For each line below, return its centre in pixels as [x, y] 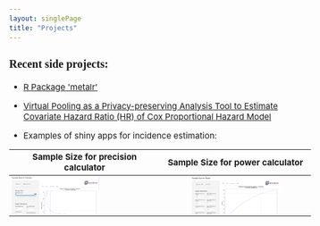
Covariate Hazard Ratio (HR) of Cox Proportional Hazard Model [147, 117]
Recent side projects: [59, 64]
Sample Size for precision [84, 157]
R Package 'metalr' [60, 87]
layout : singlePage [45, 18]
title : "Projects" [43, 28]
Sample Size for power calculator [236, 162]
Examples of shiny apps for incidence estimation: [120, 135]
